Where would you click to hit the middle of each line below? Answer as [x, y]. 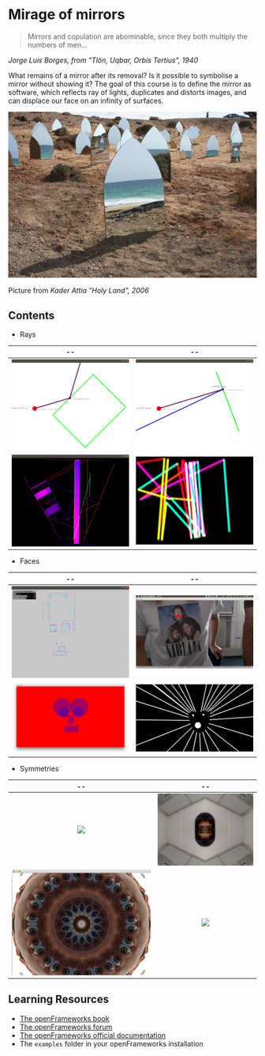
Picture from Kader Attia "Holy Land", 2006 [79, 291]
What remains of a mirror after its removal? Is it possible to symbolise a [123, 75]
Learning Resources [58, 999]
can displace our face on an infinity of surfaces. [86, 100]
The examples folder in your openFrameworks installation [111, 1043]
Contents [32, 315]
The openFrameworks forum [66, 1027]
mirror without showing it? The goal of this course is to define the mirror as [130, 84]
